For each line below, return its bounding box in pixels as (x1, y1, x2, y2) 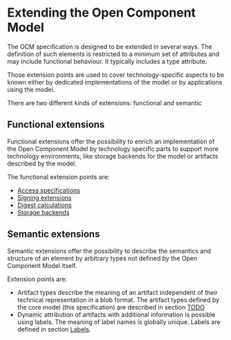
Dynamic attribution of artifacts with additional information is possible (17, 310, 216, 319)
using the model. (7, 85, 55, 93)
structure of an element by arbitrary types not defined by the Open (7, 254, 198, 262)
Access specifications (17, 186, 81, 195)
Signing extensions (17, 193, 72, 202)
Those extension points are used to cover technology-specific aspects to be (7, 71, 225, 79)
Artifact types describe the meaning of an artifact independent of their (17, 288, 218, 296)
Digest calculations (17, 201, 72, 209)
